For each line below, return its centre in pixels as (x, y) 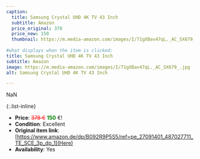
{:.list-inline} (21, 106)
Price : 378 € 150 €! (38, 118)
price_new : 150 (30, 34)
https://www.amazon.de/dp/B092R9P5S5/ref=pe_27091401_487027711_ (105, 137)
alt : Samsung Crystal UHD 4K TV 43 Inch (57, 73)
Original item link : (37, 130)
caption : (17, 12)
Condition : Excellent (40, 124)
